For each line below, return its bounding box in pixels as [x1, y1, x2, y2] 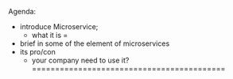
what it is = [31, 31, 68, 39]
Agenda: [8, 7, 37, 16]
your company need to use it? [31, 55, 130, 65]
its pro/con [19, 47, 56, 56]
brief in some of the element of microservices [19, 39, 170, 48]
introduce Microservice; [19, 22, 99, 31]
